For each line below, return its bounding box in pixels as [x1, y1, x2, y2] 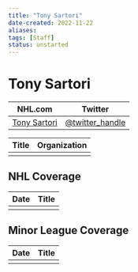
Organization [36, 140, 88, 151]
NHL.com [17, 104, 53, 115]
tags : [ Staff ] [8, 33, 55, 42]
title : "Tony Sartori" [8, 11, 83, 20]
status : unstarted [8, 41, 69, 49]
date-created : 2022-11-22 [8, 19, 93, 27]
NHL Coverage [8, 170, 81, 183]
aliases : [8, 26, 37, 34]
